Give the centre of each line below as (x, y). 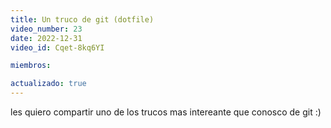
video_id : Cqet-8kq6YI (57, 47)
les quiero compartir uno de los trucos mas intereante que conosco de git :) (166, 112)
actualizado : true (48, 84)
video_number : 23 (46, 29)
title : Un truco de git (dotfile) (82, 19)
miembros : (31, 66)
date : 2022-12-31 (46, 38)
